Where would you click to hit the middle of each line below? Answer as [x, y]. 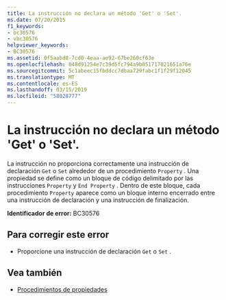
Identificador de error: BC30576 [53, 213]
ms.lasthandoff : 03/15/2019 [47, 90]
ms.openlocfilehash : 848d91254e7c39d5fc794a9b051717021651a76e [99, 64]
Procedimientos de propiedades [62, 289]
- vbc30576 [23, 39]
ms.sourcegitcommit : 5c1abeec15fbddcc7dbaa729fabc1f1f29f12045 [99, 71]
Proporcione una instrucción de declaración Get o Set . [94, 251]
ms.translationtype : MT [41, 77]
